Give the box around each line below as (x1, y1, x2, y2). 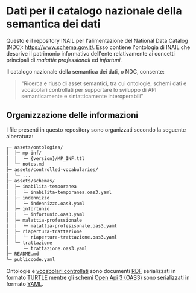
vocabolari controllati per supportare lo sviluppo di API (21, 86, 157, 93)
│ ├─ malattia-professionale (6, 217, 83, 224)
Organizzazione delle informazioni (6, 110, 139, 120)
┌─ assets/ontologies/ (6, 144, 63, 150)
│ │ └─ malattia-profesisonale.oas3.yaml (6, 223, 118, 229)
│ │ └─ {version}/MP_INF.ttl (6, 155, 85, 161)
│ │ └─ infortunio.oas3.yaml (6, 211, 85, 218)
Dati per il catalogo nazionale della (6, 4, 182, 18)
